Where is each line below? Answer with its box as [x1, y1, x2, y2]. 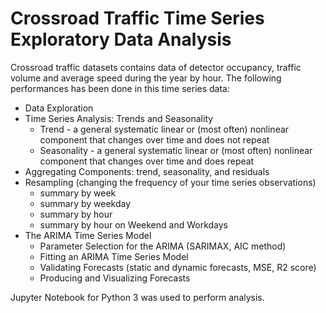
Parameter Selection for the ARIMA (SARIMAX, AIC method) [39, 240, 287, 252]
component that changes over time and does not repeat [39, 133, 270, 146]
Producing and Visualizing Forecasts [39, 272, 191, 284]
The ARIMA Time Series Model [24, 229, 152, 241]
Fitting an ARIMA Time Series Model [39, 250, 189, 262]
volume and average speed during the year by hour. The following [10, 72, 282, 84]
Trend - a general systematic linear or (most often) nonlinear [39, 123, 290, 135]
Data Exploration [24, 102, 94, 114]
